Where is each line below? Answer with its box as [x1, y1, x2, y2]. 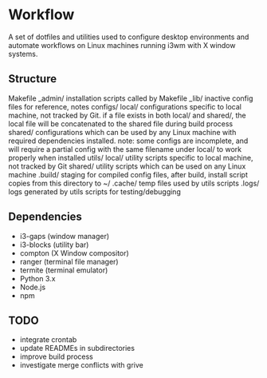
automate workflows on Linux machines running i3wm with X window [8, 40, 236, 50]
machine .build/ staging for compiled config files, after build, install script [8, 169, 249, 179]
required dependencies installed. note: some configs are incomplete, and [8, 136, 249, 145]
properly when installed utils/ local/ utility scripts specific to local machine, [8, 153, 253, 162]
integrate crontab [19, 335, 77, 344]
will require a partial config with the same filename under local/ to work [8, 144, 241, 153]
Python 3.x [19, 273, 56, 283]
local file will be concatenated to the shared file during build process [8, 118, 234, 129]
